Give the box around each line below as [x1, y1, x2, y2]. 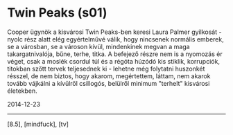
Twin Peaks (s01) [7, 5, 107, 21]
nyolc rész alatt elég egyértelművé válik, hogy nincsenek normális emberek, [7, 35, 224, 43]
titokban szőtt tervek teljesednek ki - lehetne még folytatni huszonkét [7, 64, 205, 73]
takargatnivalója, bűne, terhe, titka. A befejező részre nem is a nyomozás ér [7, 50, 223, 58]
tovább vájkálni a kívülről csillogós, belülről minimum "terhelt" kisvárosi [7, 79, 210, 87]
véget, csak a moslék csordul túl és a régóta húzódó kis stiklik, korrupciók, [7, 57, 221, 65]
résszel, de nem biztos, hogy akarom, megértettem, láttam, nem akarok [7, 71, 211, 80]
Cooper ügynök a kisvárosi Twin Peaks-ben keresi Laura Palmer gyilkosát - [7, 28, 222, 36]
